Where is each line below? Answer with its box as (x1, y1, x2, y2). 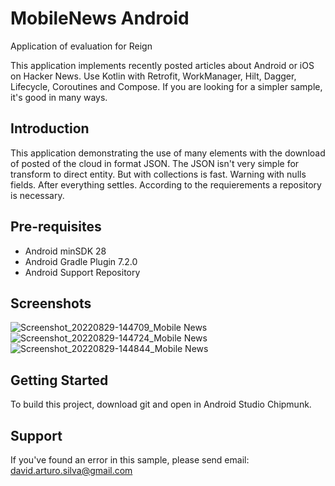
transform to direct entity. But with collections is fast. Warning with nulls (10, 168, 307, 180)
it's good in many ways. (10, 91, 108, 103)
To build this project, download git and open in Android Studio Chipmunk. (10, 398, 312, 411)
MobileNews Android (10, 7, 190, 30)
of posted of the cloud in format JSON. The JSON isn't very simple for (10, 157, 300, 169)
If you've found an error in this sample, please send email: (10, 454, 250, 466)
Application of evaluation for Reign (10, 40, 153, 52)
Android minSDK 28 (24, 245, 107, 257)
